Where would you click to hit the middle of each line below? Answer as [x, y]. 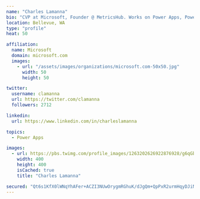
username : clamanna [36, 94]
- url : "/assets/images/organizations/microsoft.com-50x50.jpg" [98, 67]
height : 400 [32, 165]
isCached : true [36, 170]
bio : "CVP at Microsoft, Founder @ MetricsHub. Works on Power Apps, [94, 17]
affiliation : [22, 45]
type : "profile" [26, 28]
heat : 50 [17, 34]
